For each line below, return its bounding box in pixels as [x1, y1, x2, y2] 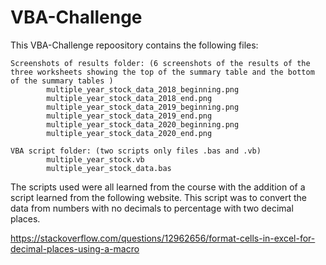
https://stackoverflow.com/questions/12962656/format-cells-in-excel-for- [10, 232, 316, 244]
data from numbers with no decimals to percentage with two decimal [10, 202, 294, 214]
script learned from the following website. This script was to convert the [10, 191, 308, 203]
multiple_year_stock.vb [46, 154, 145, 165]
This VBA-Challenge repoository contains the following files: [10, 39, 259, 51]
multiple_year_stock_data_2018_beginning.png [46, 84, 240, 95]
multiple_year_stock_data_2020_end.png [46, 128, 213, 138]
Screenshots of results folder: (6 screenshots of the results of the [10, 58, 311, 68]
